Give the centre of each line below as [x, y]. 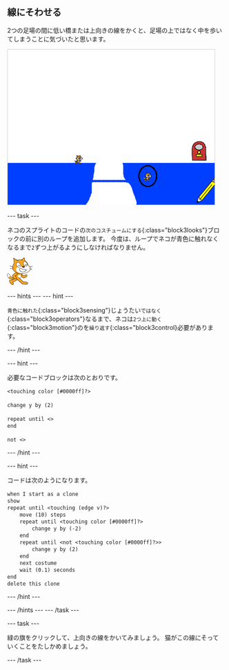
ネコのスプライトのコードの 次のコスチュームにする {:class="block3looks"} [108, 230]
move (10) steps [43, 515]
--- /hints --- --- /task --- [43, 610]
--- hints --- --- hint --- [40, 296]
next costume [38, 563]
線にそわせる [34, 12]
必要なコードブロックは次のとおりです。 [64, 377]
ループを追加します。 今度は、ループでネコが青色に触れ [128, 238]
